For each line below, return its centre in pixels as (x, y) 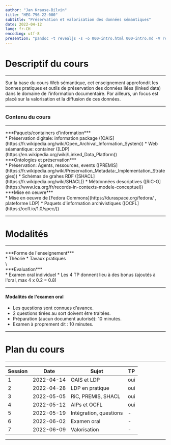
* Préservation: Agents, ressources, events (50, 165)
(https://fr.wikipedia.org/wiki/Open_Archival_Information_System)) (75, 144)
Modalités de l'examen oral (34, 296)
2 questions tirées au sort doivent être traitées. (62, 313)
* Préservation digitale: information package (52, 138)
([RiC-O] (152, 182)
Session (18, 372)
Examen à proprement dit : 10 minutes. (53, 324)
